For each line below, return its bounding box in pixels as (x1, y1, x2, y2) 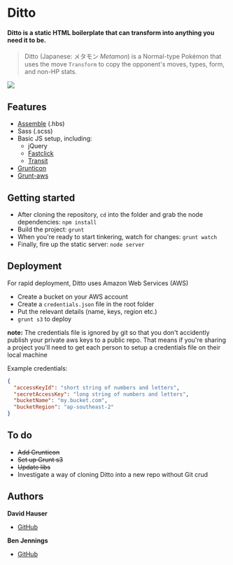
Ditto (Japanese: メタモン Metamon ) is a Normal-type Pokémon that (24, 52, 222, 61)
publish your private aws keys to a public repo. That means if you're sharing (7, 336, 226, 344)
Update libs (17, 463, 51, 471)
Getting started (7, 192, 76, 203)
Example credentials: (7, 364, 68, 372)
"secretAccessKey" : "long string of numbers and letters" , (13, 390, 190, 398)
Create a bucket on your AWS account (17, 292, 128, 301)
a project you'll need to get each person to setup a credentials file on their (7, 343, 221, 351)
